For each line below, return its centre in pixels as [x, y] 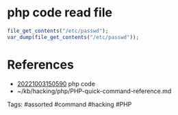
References [40, 65]
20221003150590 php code [56, 84]
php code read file [60, 13]
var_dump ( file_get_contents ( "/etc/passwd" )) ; [73, 37]
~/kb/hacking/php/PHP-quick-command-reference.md [94, 91]
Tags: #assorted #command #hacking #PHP [69, 104]
